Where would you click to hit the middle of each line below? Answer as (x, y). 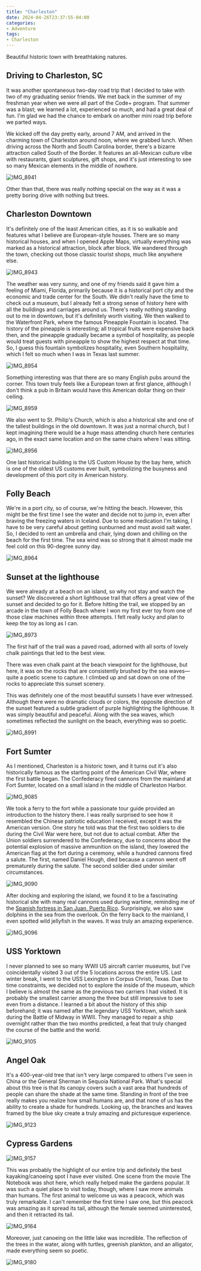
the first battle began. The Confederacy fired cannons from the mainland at (99, 779)
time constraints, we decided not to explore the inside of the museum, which (100, 985)
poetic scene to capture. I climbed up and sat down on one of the (105, 678)
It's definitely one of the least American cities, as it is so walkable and (92, 228)
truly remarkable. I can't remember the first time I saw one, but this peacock (100, 1201)
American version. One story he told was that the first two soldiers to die (95, 828)
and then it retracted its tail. (40, 1215)
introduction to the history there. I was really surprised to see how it (90, 815)
